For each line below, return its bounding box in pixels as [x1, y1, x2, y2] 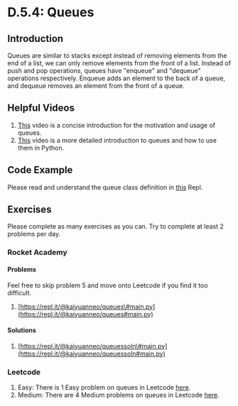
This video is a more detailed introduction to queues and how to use [17, 136, 217, 144]
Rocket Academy [7, 248, 67, 258]
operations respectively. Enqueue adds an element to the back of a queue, [7, 74, 226, 82]
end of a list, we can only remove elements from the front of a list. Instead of [7, 59, 232, 67]
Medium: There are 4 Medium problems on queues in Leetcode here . [17, 391, 220, 400]
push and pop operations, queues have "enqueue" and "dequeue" [7, 67, 201, 75]
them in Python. [17, 143, 65, 152]
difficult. [7, 288, 32, 297]
